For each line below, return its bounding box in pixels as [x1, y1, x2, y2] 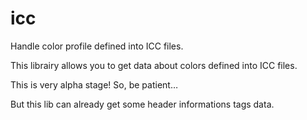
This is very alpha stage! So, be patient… [10, 78, 178, 91]
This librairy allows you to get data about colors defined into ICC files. [10, 59, 298, 71]
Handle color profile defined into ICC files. [10, 40, 184, 52]
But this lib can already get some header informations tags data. [10, 98, 275, 110]
